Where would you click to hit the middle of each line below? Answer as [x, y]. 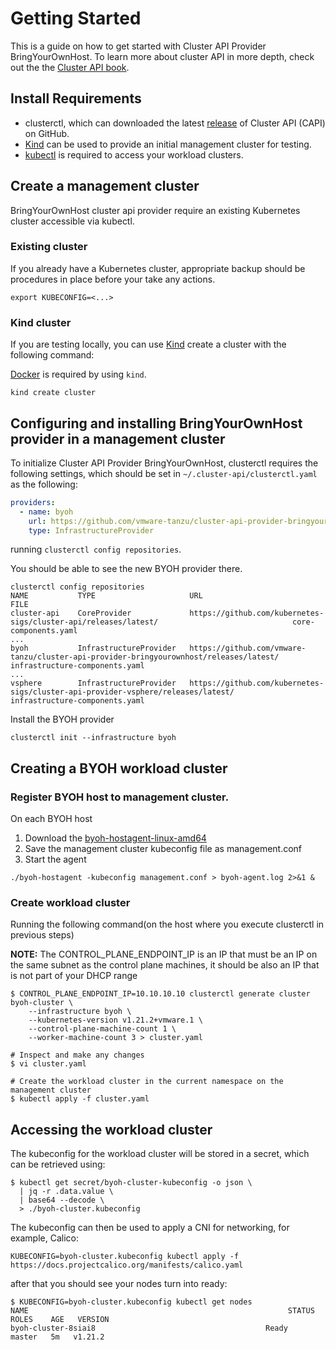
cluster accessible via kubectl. [72, 221]
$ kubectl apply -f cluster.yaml [80, 1099]
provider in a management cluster [118, 438]
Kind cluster [41, 322]
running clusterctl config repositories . [96, 549]
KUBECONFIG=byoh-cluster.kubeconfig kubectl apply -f [125, 1257]
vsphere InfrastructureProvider [93, 683]
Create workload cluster [70, 903]
